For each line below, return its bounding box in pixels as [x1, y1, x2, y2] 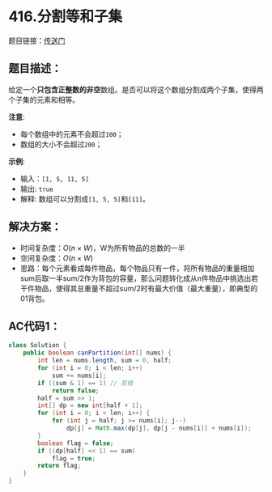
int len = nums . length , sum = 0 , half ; [37, 357, 172, 365]
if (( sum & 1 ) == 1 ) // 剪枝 [37, 379, 134, 387]
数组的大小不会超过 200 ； [19, 139, 103, 149]
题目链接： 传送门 [8, 36, 66, 45]
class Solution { [8, 341, 67, 350]
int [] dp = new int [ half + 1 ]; [37, 401, 143, 409]
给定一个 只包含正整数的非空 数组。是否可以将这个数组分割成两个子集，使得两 [8, 84, 264, 94]
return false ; [51, 386, 100, 395]
